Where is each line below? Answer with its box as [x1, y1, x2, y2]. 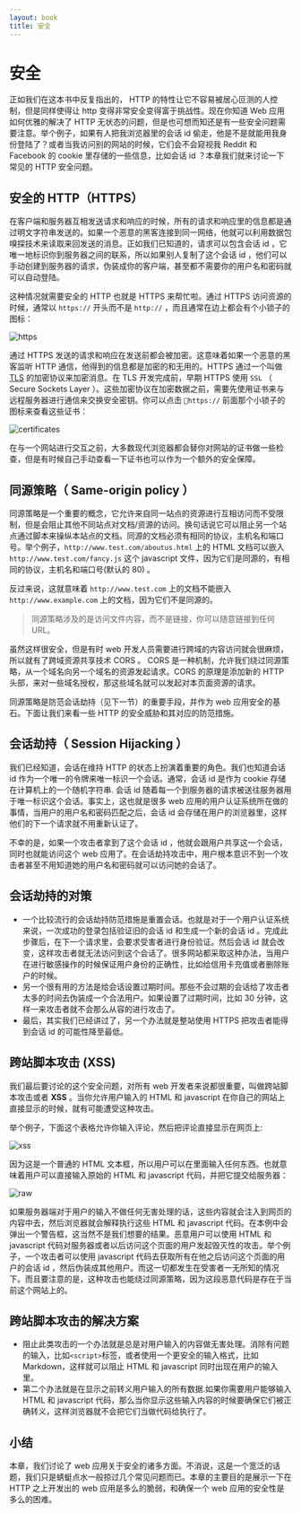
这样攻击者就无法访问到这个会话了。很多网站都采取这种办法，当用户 [38, 948, 289, 958]
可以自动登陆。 [9, 272, 64, 283]
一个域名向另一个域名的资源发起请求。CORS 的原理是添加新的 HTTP [32, 666, 285, 678]
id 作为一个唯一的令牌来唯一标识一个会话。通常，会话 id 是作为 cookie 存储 [9, 773, 287, 783]
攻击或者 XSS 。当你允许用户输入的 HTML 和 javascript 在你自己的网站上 [16, 1091, 286, 1102]
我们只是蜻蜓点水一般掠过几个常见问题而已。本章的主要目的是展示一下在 [24, 1472, 292, 1482]
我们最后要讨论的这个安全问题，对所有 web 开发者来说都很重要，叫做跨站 [9, 1080, 280, 1091]
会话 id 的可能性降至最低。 [30, 1026, 128, 1036]
